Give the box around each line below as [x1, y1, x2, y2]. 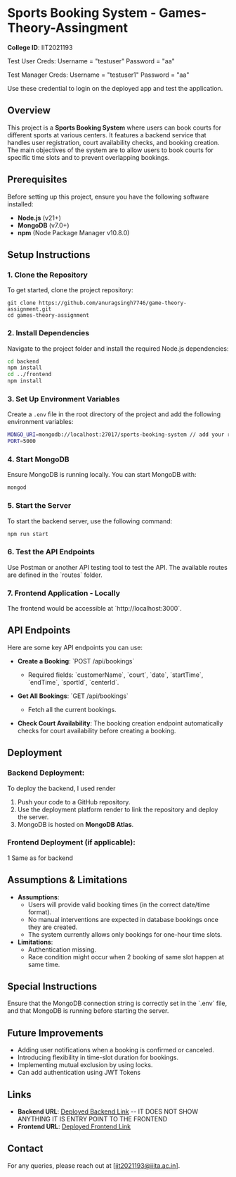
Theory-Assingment [7, 20, 129, 36]
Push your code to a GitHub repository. [17, 797, 131, 806]
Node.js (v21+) [17, 213, 62, 222]
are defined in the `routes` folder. [7, 571, 103, 579]
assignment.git [7, 306, 52, 313]
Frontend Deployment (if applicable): [7, 837, 136, 847]
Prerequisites [7, 174, 67, 186]
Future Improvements [7, 1027, 104, 1039]
